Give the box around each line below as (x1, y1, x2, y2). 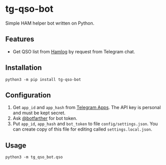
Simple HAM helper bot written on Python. (5, 20, 95, 26)
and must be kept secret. (12, 110, 66, 116)
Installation (5, 64, 42, 72)
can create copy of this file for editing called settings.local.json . (12, 126, 153, 132)
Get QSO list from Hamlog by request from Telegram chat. (12, 48, 135, 54)
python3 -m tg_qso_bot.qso (5, 155, 63, 160)
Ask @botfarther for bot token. (12, 115, 78, 121)
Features (5, 35, 34, 44)
